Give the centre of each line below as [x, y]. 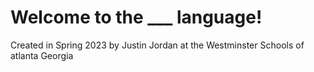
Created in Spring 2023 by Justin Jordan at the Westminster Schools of [157, 45]
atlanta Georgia [42, 55]
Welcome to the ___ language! [136, 17]
